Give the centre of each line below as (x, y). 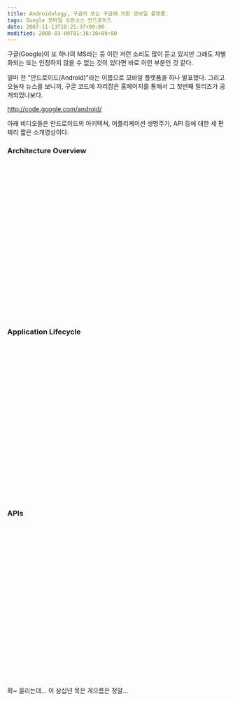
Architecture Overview (47, 151)
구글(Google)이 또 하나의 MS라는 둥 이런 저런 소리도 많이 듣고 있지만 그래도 (110, 54)
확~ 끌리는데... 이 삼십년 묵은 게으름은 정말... (68, 691)
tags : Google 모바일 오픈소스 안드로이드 (59, 20)
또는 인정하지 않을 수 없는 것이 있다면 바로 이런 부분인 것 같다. (110, 63)
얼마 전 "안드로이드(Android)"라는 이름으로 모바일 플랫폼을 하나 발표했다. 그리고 (116, 78)
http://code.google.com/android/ (55, 109)
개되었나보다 (24, 95)
